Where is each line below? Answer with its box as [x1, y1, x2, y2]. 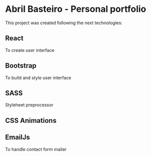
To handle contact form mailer [5, 146, 67, 152]
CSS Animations [5, 116, 57, 124]
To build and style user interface [5, 75, 72, 80]
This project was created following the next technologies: [5, 20, 123, 26]
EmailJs [5, 133, 30, 142]
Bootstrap [5, 62, 37, 70]
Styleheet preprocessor [5, 102, 54, 108]
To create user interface [5, 47, 55, 53]
